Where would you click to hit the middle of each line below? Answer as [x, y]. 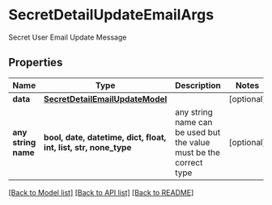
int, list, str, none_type [87, 147]
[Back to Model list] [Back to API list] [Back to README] [101, 192]
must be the [198, 153]
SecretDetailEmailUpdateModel [105, 98]
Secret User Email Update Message [68, 37]
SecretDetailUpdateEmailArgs [111, 15]
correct [189, 162]
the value [193, 142]
